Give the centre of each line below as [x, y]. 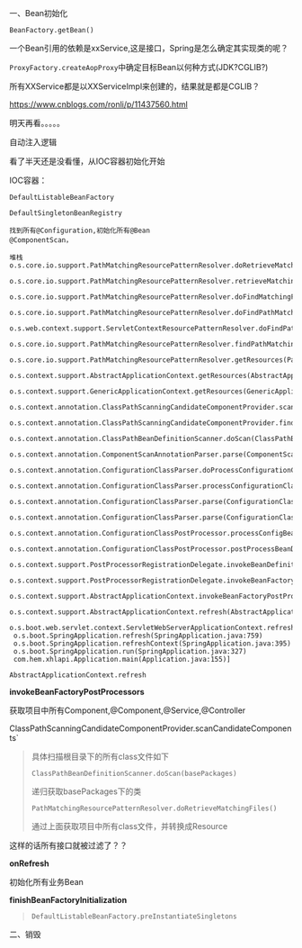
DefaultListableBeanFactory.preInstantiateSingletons [134, 916]
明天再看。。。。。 [37, 123]
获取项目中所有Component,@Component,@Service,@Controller [128, 710]
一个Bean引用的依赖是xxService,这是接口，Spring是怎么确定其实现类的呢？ [149, 48]
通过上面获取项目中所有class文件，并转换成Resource [129, 826]
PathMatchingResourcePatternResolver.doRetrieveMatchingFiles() [154, 808]
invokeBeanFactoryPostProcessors [77, 692]
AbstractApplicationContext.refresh [78, 675]
